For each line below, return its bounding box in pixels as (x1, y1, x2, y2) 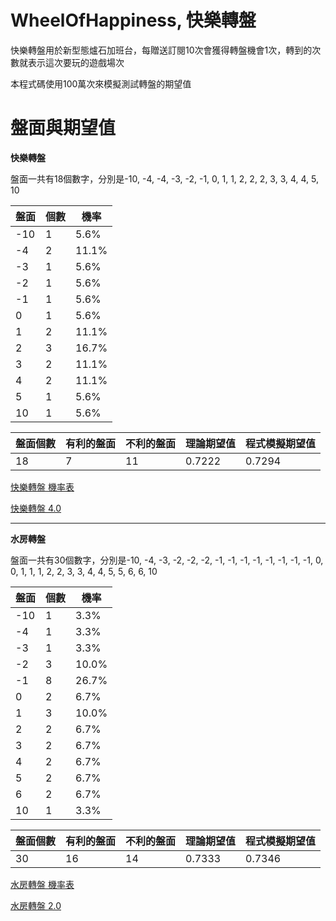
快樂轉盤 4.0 (10, 502, 62, 514)
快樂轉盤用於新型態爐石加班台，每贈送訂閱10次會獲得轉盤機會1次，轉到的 (10, 44, 313, 56)
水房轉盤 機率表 (10, 878, 75, 890)
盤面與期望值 (10, 117, 117, 140)
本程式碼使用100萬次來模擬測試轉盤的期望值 (10, 77, 192, 90)
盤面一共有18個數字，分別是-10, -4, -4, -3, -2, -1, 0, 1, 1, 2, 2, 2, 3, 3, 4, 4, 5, (10, 172, 320, 185)
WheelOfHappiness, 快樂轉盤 (10, 9, 257, 32)
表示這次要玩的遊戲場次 (27, 56, 125, 68)
